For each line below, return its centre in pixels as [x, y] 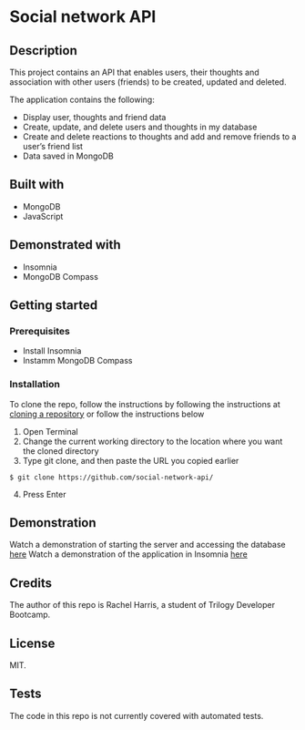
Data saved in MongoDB [68, 156]
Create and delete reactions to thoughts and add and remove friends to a [159, 137]
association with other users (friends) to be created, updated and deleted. [148, 82]
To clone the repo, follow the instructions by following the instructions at [145, 404]
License [32, 643]
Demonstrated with [65, 245]
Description [43, 51]
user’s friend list [53, 146]
